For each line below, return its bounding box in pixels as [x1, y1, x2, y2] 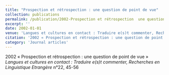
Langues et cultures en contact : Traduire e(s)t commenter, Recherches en [5, 58, 160, 65]
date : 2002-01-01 [5, 26, 42, 31]
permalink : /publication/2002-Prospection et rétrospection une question [5, 16, 165, 21]
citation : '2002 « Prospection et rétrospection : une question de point [5, 35, 163, 40]
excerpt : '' [5, 21, 30, 26]
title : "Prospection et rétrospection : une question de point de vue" [5, 7, 158, 12]
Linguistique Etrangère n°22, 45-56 [5, 64, 79, 70]
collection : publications [5, 12, 59, 17]
